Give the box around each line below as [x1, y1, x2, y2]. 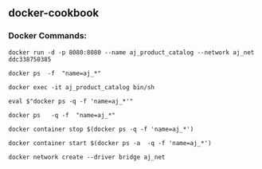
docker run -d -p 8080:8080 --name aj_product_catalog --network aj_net [8, 48, 255, 57]
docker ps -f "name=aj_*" [8, 69, 102, 77]
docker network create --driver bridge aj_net [8, 153, 166, 161]
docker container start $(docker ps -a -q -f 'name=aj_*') [8, 139, 213, 147]
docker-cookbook [8, 6, 100, 20]
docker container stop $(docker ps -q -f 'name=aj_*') [8, 125, 194, 133]
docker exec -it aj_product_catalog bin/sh [8, 83, 155, 91]
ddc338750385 [8, 55, 52, 63]
